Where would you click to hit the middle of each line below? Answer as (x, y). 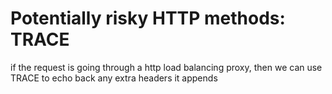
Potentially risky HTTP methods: (148, 18)
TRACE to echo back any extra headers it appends (114, 78)
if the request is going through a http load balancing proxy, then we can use (166, 67)
